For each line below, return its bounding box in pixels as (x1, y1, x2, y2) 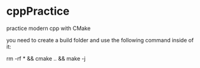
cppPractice (6, 4, 70, 18)
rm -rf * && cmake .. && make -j (6, 55, 86, 62)
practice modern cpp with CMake (6, 25, 91, 32)
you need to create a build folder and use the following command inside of (6, 36, 194, 43)
